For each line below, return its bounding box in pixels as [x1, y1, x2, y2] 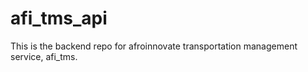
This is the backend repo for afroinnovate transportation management [10, 40, 298, 52]
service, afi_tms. [10, 50, 78, 62]
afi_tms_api [10, 7, 108, 30]
